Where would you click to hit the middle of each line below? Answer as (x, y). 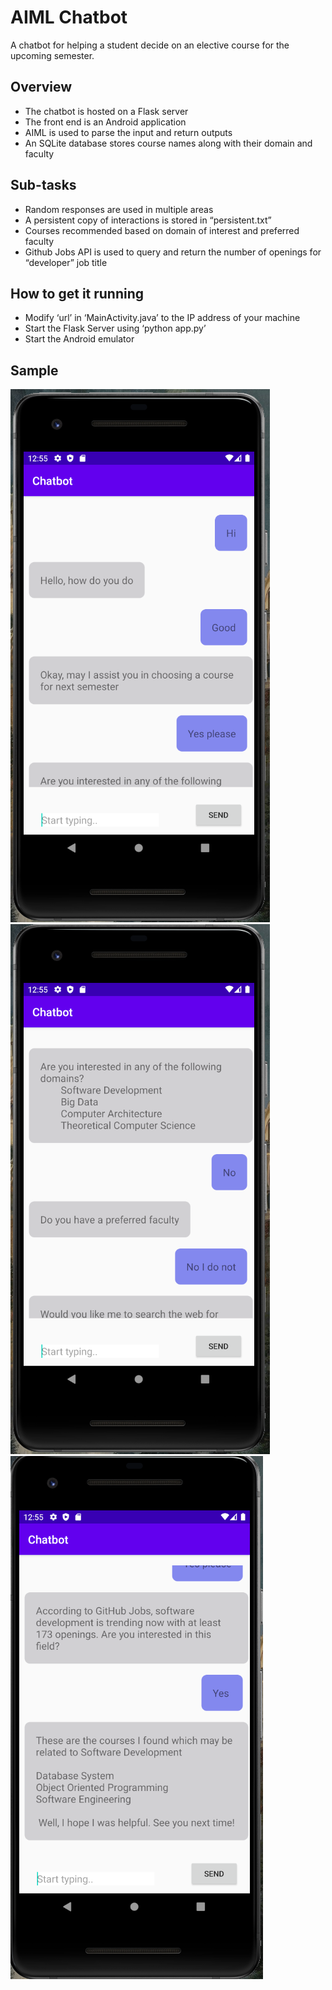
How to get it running (77, 293)
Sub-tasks (43, 185)
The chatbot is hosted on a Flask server (106, 111)
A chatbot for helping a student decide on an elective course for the (150, 45)
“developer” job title (66, 262)
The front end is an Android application (105, 122)
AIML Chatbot (69, 17)
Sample (34, 370)
